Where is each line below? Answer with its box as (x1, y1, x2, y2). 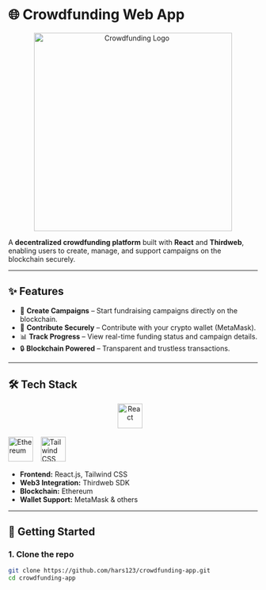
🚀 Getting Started (8, 525, 96, 538)
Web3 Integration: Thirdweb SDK (19, 477, 131, 487)
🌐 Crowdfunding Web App (8, 6, 185, 24)
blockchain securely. (8, 254, 76, 263)
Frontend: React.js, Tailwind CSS (19, 469, 128, 479)
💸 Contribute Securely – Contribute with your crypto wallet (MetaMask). (19, 323, 256, 332)
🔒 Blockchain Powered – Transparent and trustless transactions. (19, 343, 230, 353)
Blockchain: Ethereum (19, 486, 93, 496)
